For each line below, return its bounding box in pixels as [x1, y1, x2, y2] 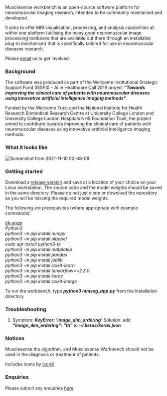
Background [5, 67, 36, 74]
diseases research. [5, 46, 44, 51]
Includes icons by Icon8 [5, 361, 54, 367]
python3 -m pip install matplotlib [5, 246, 72, 252]
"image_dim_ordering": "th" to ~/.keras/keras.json [12, 322, 121, 328]
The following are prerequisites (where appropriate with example [5, 204, 138, 210]
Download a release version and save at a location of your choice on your [5, 179, 156, 185]
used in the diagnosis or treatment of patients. [5, 351, 100, 357]
